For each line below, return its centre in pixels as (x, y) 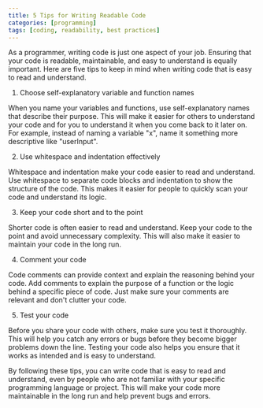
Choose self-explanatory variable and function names (107, 93)
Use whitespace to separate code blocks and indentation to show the (121, 180)
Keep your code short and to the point (81, 213)
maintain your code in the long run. (65, 244)
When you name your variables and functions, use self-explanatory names (129, 108)
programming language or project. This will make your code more (114, 388)
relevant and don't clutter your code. (68, 300)
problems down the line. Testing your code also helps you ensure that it (124, 347)
